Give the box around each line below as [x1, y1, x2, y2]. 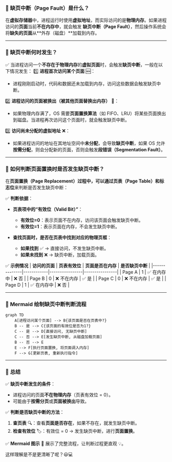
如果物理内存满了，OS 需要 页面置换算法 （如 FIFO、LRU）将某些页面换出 [12, 110, 166, 116]
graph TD [5, 313, 24, 318]
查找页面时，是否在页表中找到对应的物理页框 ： [12, 234, 112, 240]
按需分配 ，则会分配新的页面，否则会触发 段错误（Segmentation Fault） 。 [12, 146, 165, 152]
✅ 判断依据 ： [5, 195, 33, 201]
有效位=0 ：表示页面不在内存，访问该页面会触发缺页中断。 [20, 217, 143, 223]
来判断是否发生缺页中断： [14, 184, 68, 190]
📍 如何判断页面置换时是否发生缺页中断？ [5, 165, 105, 172]
